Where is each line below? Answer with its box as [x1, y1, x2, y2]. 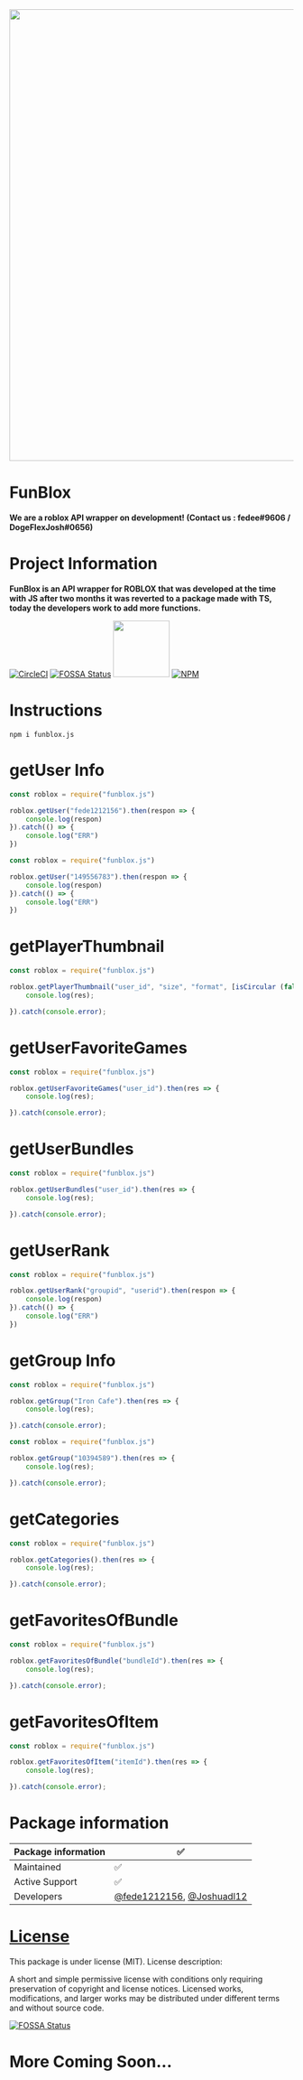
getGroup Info [9, 1350, 116, 1371]
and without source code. [9, 2002, 105, 2013]
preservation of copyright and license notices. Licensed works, [9, 1982, 243, 1994]
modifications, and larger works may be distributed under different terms [9, 1992, 280, 2003]
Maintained [14, 1861, 61, 1873]
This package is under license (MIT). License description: [9, 1955, 223, 1967]
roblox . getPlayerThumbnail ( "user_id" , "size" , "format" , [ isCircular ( [9, 983, 284, 992]
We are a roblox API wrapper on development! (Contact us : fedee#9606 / [9, 512, 291, 523]
